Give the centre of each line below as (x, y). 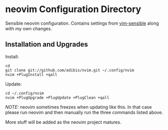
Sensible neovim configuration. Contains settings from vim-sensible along (82, 23)
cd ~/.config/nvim (24, 93)
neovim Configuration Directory (73, 9)
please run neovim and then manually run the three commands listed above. (84, 112)
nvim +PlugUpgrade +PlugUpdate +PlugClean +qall (57, 97)
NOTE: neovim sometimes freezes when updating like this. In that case (79, 107)
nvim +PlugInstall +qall (31, 75)
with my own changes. (29, 28)
